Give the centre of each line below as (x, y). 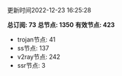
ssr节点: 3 (31, 65)
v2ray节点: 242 (39, 57)
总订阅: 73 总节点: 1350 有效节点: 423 (61, 25)
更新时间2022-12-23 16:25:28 (49, 10)
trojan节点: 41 (36, 39)
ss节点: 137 (33, 48)
